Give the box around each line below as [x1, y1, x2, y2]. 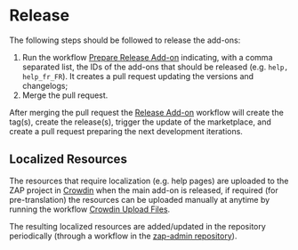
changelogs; [21, 80, 68, 91]
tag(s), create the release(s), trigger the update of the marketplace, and [9, 117, 271, 127]
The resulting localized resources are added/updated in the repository [9, 221, 267, 231]
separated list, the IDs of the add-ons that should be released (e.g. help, [21, 61, 289, 72]
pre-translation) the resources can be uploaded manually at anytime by [9, 194, 270, 205]
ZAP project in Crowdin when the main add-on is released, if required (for [9, 184, 278, 196]
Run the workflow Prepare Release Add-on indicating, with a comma [21, 52, 273, 62]
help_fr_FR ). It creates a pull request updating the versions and [21, 70, 254, 81]
